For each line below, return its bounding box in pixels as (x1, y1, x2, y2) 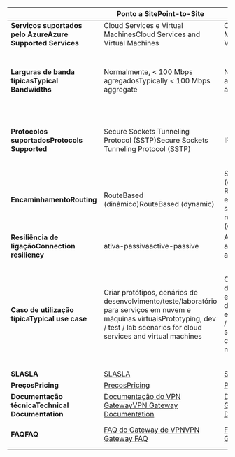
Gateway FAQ (104, 434, 148, 443)
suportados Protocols (10, 136, 83, 145)
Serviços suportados (10, 21, 83, 30)
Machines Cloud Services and (104, 29, 201, 39)
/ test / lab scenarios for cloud (104, 323, 203, 332)
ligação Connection (10, 241, 76, 251)
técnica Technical (10, 400, 69, 410)
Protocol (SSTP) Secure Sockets (104, 136, 208, 145)
